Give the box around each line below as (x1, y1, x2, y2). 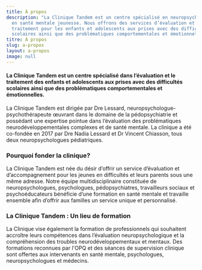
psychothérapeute (6, 110, 52, 118)
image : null (6, 53, 36, 59)
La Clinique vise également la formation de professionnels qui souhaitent (6, 226, 186, 233)
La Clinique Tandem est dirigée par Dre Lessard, (6, 104, 126, 112)
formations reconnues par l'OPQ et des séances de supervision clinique (6, 244, 185, 252)
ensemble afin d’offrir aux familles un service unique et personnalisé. (6, 197, 177, 204)
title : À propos (6, 8, 47, 15)
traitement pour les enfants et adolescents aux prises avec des (11, 25, 179, 32)
